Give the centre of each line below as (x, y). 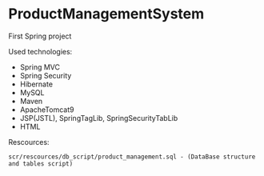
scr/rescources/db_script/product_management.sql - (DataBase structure (132, 157)
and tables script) (41, 164)
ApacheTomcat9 (47, 110)
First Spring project (40, 36)
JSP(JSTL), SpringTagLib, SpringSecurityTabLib (99, 118)
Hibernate (36, 84)
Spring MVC (40, 67)
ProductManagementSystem (106, 14)
